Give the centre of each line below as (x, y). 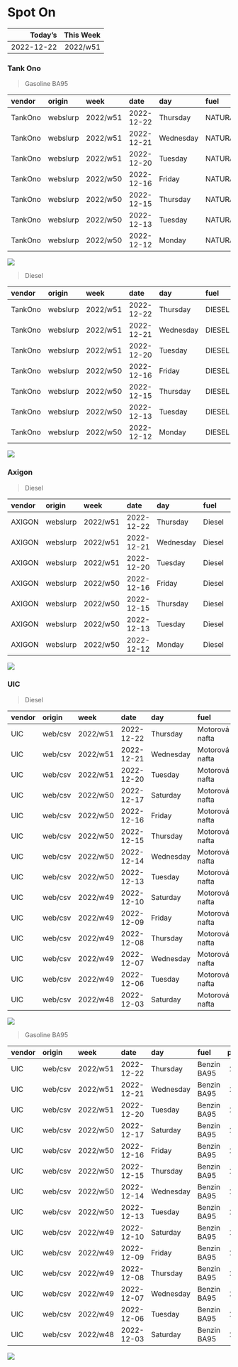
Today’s (43, 35)
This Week (82, 35)
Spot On (32, 12)
